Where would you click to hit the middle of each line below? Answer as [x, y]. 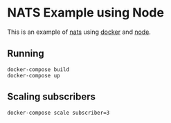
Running [26, 54]
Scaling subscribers [51, 97]
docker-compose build [38, 69]
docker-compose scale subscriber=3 [58, 113]
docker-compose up [34, 75]
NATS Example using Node [86, 13]
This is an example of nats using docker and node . [79, 32]
